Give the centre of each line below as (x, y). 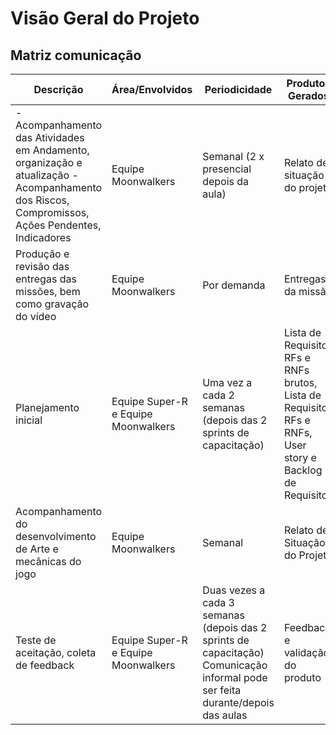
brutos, (300, 382)
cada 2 (218, 395)
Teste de (36, 640)
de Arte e (37, 549)
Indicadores (43, 237)
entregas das (46, 279)
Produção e (42, 254)
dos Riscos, (42, 200)
